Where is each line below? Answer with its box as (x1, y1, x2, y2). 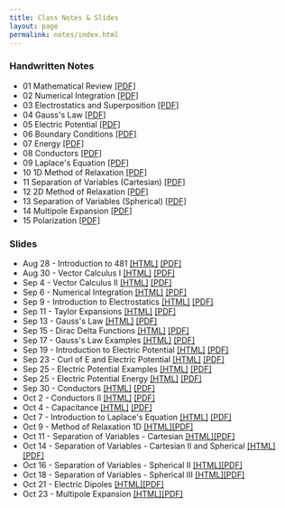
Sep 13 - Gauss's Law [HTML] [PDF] (22, 315, 158, 326)
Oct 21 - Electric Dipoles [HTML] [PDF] (22, 478, 164, 489)
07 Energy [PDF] (22, 137, 85, 149)
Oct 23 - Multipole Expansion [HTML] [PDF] (22, 488, 183, 499)
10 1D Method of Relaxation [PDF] (22, 166, 147, 177)
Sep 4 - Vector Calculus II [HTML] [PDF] (22, 277, 172, 287)
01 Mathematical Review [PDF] (22, 80, 136, 91)
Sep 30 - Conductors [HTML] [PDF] (22, 382, 156, 393)
